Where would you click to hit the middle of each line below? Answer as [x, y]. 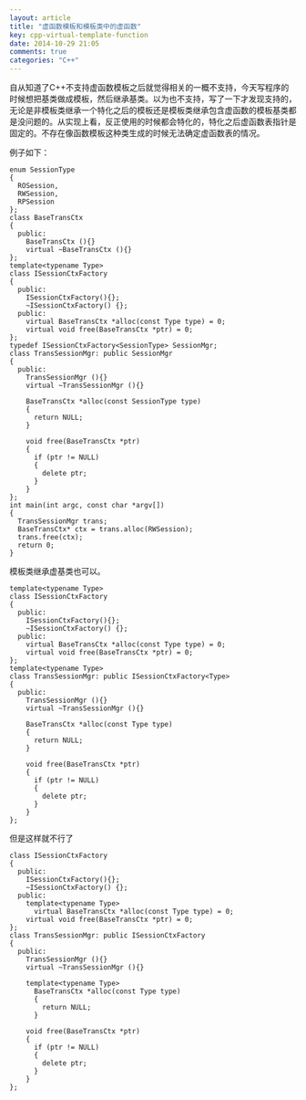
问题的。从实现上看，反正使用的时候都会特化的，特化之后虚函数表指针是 [161, 121]
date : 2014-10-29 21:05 [55, 43]
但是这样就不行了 [41, 838]
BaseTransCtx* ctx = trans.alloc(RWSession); [106, 529]
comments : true [38, 52]
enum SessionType [42, 170]
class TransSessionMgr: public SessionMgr [91, 353]
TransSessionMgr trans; [62, 521]
